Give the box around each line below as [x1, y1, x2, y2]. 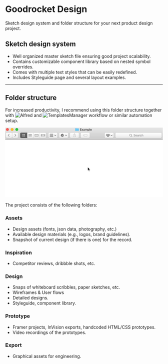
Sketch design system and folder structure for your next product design [5, 20, 153, 26]
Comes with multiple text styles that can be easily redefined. [12, 69, 137, 75]
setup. [5, 117, 18, 123]
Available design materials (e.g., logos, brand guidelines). [12, 231, 131, 237]
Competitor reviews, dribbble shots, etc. [12, 260, 95, 266]
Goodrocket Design [5, 3, 87, 15]
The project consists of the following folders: [5, 202, 97, 208]
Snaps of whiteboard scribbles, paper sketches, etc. [12, 284, 120, 290]
